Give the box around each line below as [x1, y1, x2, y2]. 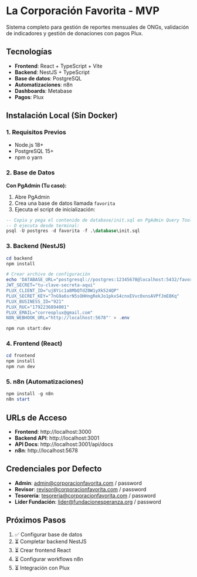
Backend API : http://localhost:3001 [14, 434, 100, 441]
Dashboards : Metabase [14, 87, 72, 95]
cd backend [6, 255, 33, 261]
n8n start [6, 396, 30, 403]
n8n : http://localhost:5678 [14, 447, 78, 454]
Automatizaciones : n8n [14, 81, 73, 88]
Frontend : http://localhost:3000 [14, 428, 92, 435]
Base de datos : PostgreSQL [14, 75, 82, 82]
